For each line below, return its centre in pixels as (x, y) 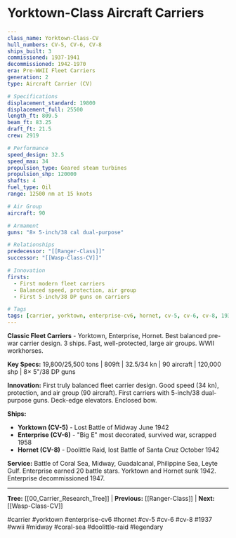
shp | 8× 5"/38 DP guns (41, 372)
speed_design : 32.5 (36, 155)
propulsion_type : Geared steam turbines (67, 168)
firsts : (19, 277)
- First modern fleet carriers (59, 283)
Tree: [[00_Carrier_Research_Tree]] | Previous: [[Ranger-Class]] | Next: (111, 499)
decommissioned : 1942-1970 (47, 65)
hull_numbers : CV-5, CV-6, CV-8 (54, 45)
